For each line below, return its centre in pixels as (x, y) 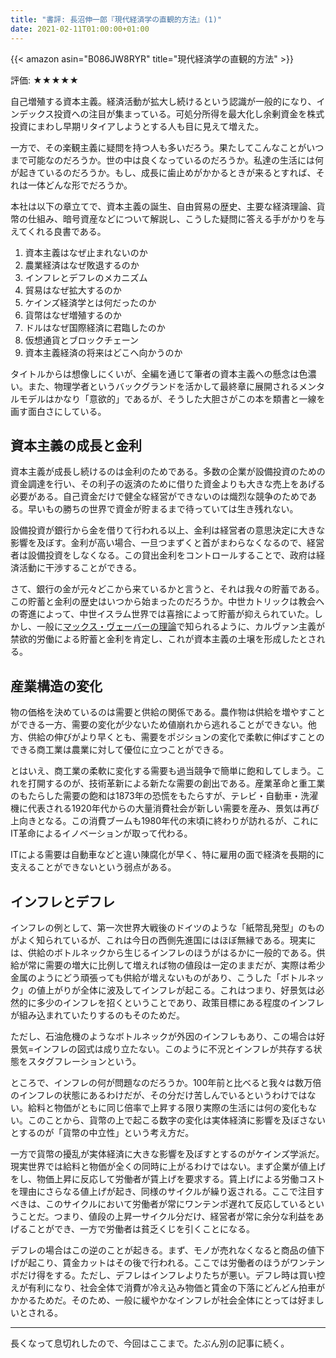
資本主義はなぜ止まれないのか (86, 252)
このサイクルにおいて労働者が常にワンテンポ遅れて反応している (176, 1203)
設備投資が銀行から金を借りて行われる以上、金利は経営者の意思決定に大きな (168, 530)
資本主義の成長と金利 (76, 445)
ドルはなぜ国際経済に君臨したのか (95, 327)
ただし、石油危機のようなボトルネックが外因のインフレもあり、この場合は (163, 1036)
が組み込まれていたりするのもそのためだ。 (97, 1015)
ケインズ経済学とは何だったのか (90, 302)
